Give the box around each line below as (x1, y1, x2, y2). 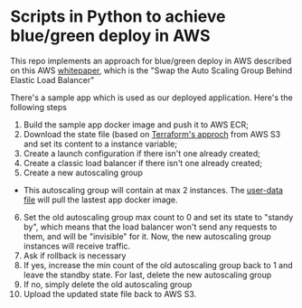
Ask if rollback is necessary (23, 250, 127, 261)
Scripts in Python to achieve (10, 6, 226, 27)
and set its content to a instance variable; (23, 138, 177, 149)
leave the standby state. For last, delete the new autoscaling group (23, 269, 272, 280)
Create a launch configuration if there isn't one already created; (23, 147, 261, 159)
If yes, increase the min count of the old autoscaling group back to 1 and (23, 259, 293, 270)
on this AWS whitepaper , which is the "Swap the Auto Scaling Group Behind (10, 65, 293, 76)
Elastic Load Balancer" (10, 74, 95, 85)
